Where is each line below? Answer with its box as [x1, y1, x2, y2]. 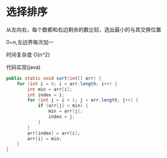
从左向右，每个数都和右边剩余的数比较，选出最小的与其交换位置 [6, 26, 161, 33]
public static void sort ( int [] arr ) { [6, 75, 101, 81]
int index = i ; [27, 92, 65, 98]
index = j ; [48, 114, 76, 120]
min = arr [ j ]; [48, 108, 83, 114]
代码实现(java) [6, 63, 41, 71]
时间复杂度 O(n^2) [6, 51, 50, 58]
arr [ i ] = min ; [27, 136, 62, 141]
